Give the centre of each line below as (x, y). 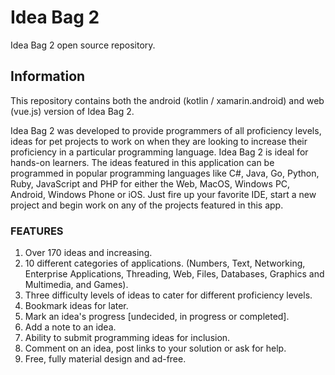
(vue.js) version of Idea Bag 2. (72, 111)
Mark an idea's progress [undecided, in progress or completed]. (157, 317)
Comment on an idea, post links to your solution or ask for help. (155, 348)
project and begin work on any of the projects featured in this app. (147, 205)
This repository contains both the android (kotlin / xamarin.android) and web (167, 100)
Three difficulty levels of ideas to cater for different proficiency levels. (168, 295)
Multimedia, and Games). (76, 285)
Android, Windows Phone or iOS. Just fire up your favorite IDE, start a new (163, 194)
